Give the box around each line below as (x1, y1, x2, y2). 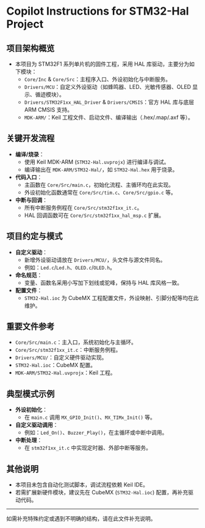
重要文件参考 (6, 321, 55, 332)
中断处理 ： (15, 437, 43, 444)
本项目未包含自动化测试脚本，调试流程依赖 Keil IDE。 (15, 481, 148, 488)
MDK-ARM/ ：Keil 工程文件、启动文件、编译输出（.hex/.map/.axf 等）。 (24, 114, 194, 121)
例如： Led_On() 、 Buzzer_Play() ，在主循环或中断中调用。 (24, 429, 168, 437)
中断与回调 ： (15, 196, 48, 204)
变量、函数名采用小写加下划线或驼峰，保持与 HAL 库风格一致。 (24, 279, 183, 286)
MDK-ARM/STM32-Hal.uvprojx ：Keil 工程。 (15, 369, 116, 376)
